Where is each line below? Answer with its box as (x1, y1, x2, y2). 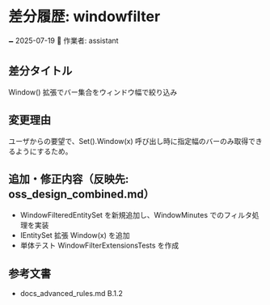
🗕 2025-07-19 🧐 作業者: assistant (8, 36, 119, 45)
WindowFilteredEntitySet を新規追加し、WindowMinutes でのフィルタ (19, 210, 252, 220)
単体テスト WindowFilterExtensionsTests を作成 (19, 240, 179, 251)
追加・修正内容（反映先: (8, 172, 129, 186)
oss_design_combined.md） (8, 187, 155, 201)
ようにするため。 (15, 146, 73, 156)
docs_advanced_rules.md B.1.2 (19, 289, 124, 299)
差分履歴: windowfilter (8, 7, 161, 26)
